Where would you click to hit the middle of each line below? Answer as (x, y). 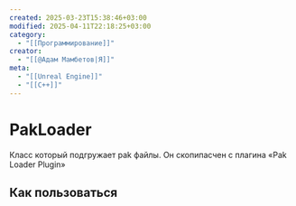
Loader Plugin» (37, 164)
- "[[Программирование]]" (66, 43)
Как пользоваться (64, 192)
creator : (26, 51)
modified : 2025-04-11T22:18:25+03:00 (80, 26)
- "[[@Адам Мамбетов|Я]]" (66, 60)
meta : (19, 69)
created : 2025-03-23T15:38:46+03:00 (78, 18)
